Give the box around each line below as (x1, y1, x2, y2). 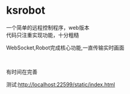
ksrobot (6, 4, 46, 17)
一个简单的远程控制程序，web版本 (6, 24, 90, 31)
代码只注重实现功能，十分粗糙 (6, 31, 79, 39)
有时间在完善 (6, 68, 37, 75)
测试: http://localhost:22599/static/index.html (6, 81, 116, 88)
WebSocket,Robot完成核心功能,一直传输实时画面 (6, 44, 125, 51)
